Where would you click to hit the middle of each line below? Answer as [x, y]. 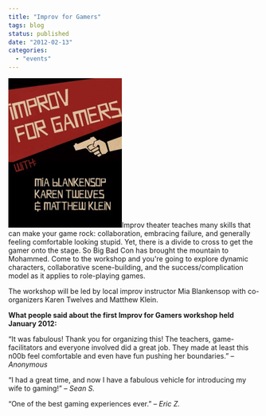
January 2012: [33, 324]
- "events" [33, 59]
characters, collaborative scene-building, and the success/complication [126, 267]
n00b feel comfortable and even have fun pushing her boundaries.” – [121, 356]
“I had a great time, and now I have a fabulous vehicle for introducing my [127, 380]
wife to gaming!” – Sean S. [52, 388]
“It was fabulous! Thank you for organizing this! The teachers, [110, 339]
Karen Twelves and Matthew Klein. [102, 300]
